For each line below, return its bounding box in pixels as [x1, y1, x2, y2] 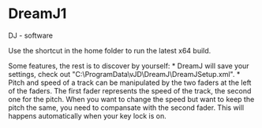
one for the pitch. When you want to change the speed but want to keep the [8, 94, 255, 104]
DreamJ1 [8, 5, 67, 23]
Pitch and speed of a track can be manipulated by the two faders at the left [8, 78, 252, 87]
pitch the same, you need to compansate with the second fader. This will [8, 103, 245, 112]
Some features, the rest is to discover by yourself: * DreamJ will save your [8, 60, 250, 71]
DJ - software [8, 31, 54, 40]
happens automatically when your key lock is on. [8, 111, 167, 120]
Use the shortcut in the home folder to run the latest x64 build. [8, 46, 211, 55]
